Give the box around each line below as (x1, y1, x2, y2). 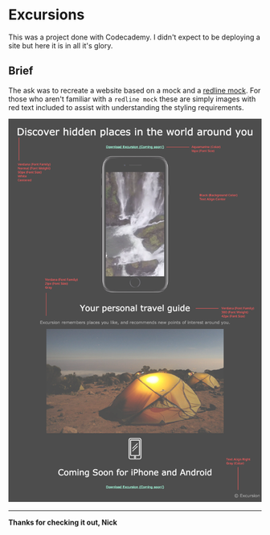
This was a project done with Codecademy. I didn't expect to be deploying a (8, 32, 261, 42)
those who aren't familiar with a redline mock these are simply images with (8, 94, 256, 104)
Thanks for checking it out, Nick (8, 517, 118, 528)
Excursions (8, 6, 85, 24)
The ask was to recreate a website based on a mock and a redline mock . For (8, 85, 261, 95)
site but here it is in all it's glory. (8, 40, 113, 50)
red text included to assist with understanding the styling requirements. (8, 102, 244, 112)
